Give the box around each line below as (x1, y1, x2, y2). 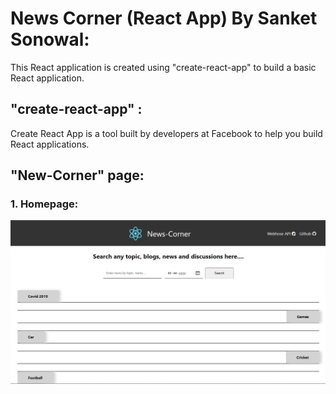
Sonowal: (10, 28, 90, 51)
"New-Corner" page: (10, 167, 145, 184)
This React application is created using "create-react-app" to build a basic (10, 61, 317, 73)
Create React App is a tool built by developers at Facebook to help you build (10, 127, 323, 139)
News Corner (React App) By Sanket (10, 7, 318, 30)
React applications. (10, 138, 90, 150)
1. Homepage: (10, 197, 79, 211)
